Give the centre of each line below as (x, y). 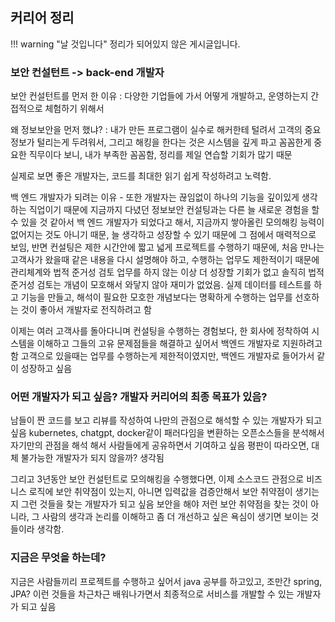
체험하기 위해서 (74, 109)
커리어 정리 (42, 18)
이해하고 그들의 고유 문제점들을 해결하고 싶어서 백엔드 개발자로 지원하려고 (179, 344)
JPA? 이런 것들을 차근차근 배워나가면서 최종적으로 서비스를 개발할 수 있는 (152, 594)
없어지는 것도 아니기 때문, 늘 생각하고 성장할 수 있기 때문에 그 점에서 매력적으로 (163, 235)
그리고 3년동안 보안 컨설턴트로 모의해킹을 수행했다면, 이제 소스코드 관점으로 (157, 479)
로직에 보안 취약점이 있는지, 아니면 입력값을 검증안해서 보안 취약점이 (160, 492)
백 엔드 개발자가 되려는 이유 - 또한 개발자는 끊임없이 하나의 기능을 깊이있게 (155, 197)
